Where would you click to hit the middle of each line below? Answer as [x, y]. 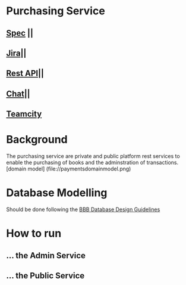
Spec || [20, 33]
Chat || [18, 94]
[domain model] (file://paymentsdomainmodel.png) [69, 169]
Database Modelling [57, 193]
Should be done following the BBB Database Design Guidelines [83, 209]
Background [37, 140]
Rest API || [25, 74]
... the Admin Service [46, 255]
